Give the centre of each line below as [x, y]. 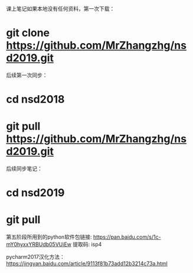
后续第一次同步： [27, 75]
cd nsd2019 [35, 193]
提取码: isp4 [87, 245]
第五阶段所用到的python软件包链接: [49, 237]
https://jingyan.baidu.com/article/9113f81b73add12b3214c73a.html [87, 264]
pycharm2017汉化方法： [35, 257]
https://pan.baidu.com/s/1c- [127, 237]
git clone [28, 33]
